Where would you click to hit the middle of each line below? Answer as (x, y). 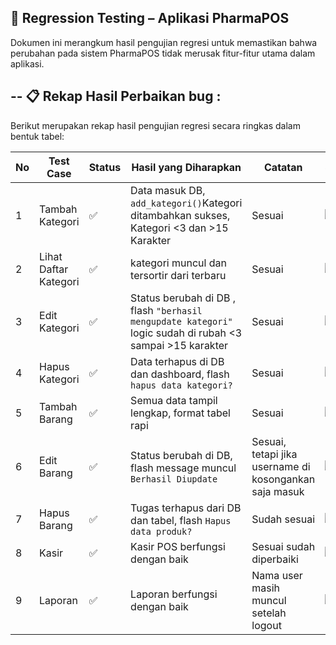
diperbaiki (275, 559)
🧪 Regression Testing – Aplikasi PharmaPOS (150, 18)
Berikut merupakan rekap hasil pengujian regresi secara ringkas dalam (155, 125)
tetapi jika (274, 454)
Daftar (54, 269)
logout (266, 625)
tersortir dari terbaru (178, 275)
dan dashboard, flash (180, 374)
